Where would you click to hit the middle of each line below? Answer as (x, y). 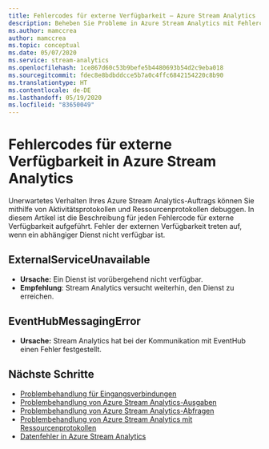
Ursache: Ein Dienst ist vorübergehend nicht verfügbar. (111, 279)
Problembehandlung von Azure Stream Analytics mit (106, 419)
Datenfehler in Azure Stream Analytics (83, 436)
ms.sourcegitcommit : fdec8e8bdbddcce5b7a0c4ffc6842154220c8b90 (116, 75)
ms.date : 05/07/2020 (43, 53)
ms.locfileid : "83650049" (51, 105)
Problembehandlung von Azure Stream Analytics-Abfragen (117, 411)
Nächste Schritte (51, 374)
